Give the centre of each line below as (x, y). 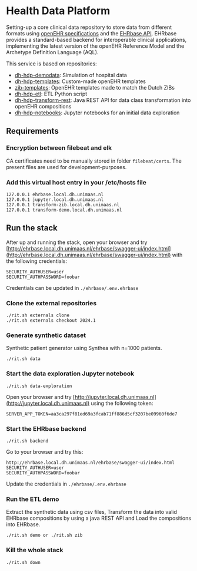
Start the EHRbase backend (46, 428)
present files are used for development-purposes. (66, 167)
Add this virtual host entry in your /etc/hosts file (76, 182)
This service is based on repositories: (51, 64)
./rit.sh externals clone (38, 316)
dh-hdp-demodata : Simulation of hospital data (71, 75)
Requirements (32, 131)
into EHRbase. (23, 524)
